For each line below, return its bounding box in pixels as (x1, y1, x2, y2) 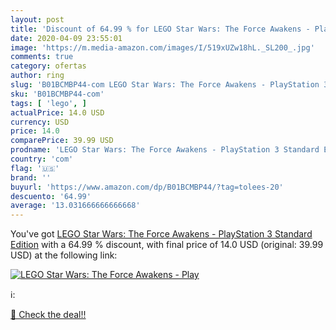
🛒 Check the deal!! (10, 309, 87, 321)
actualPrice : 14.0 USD (10, 107, 105, 118)
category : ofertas (10, 61, 87, 71)
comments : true (10, 52, 74, 62)
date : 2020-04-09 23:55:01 (10, 33, 123, 43)
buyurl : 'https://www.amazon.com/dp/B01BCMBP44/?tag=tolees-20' (10, 182, 284, 192)
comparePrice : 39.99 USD (10, 136, 114, 146)
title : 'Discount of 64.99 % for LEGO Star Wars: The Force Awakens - (10, 24, 311, 34)
